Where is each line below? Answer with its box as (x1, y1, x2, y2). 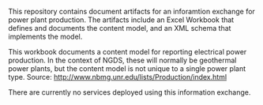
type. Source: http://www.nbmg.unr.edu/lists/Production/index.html (8, 73, 227, 81)
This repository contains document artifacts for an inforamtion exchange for (8, 7, 255, 16)
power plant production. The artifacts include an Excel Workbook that (8, 15, 235, 24)
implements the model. (8, 32, 83, 41)
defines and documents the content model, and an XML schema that (8, 24, 231, 32)
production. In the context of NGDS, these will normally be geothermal (8, 55, 237, 65)
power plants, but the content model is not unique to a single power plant (8, 64, 246, 73)
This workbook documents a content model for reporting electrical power (8, 47, 247, 56)
